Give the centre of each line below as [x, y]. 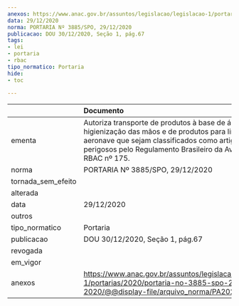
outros [22, 216]
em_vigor [26, 263]
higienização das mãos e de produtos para [155, 132]
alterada [25, 193]
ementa [24, 141]
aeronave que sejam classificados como [151, 141]
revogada [27, 251]
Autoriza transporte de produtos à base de [154, 123]
